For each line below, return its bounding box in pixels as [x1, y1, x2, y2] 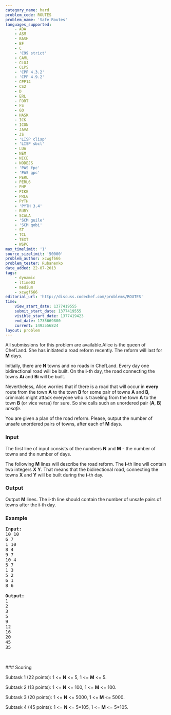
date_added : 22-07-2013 [5, 266, 56, 271]
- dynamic [14, 275, 36, 280]
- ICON [14, 122, 29, 127]
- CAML [14, 55, 29, 61]
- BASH [14, 36, 29, 42]
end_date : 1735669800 [14, 318, 61, 323]
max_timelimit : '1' [5, 246, 47, 252]
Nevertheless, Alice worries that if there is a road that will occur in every [5, 383, 159, 390]
